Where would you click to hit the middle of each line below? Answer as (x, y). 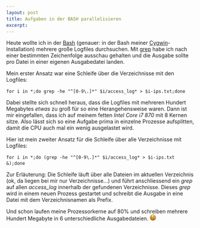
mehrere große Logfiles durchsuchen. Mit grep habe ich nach (112, 49)
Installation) (21, 49)
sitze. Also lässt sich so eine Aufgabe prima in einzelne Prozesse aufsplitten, (100, 122)
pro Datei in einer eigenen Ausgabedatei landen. (66, 62)
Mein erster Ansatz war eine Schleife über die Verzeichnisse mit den (90, 73)
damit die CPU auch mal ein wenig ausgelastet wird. (70, 128)
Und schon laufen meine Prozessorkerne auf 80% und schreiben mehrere (97, 211)
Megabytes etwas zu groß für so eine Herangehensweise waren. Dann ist (97, 109)
